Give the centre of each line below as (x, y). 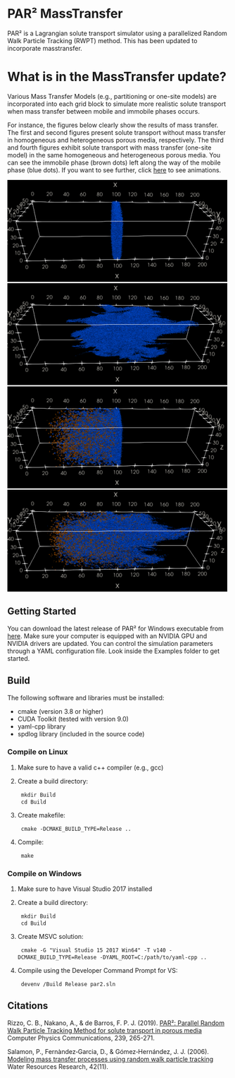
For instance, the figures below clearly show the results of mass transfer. (113, 125)
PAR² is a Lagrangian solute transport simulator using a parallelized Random (117, 33)
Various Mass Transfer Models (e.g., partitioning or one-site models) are (112, 96)
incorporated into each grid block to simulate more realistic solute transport (117, 104)
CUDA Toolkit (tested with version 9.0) (73, 719)
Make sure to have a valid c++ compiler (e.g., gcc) (90, 767)
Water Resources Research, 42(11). (58, 1066)
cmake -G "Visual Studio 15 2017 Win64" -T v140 (94, 951)
